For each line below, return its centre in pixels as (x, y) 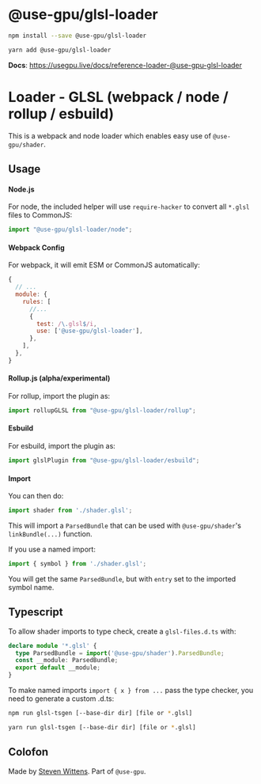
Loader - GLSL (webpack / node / (119, 97)
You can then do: (36, 496)
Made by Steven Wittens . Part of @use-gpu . (77, 771)
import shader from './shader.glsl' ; (70, 511)
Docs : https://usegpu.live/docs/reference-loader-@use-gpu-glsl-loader (125, 65)
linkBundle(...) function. (50, 534)
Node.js (21, 189)
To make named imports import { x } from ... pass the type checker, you (131, 691)
